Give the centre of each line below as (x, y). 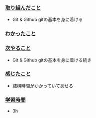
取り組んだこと (23, 7)
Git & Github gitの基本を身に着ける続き (52, 60)
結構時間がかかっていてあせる (43, 86)
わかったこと (21, 34)
